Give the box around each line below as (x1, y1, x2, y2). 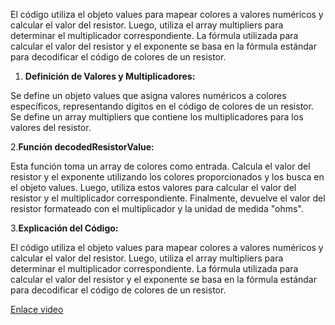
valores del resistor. (10, 122, 92, 133)
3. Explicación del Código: (10, 222, 119, 234)
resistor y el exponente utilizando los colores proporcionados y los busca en (10, 171, 325, 183)
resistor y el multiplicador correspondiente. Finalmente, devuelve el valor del (10, 192, 326, 204)
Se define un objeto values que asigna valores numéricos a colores (10, 90, 287, 101)
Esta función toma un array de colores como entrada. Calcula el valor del (10, 160, 311, 172)
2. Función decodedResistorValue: (10, 141, 155, 153)
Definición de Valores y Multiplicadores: (24, 70, 196, 82)
